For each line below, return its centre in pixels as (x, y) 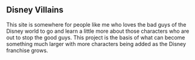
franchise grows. (27, 50)
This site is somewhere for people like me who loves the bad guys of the (96, 24)
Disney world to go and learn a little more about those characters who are (98, 31)
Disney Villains (35, 10)
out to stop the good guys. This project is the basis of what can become (96, 37)
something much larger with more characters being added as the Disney (96, 44)
